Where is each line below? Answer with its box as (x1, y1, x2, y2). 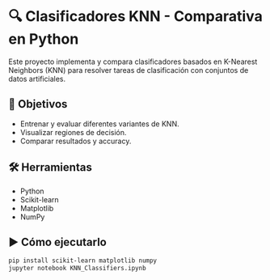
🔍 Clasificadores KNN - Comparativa (8, 7, 263, 26)
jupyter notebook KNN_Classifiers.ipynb (8, 265, 147, 273)
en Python (8, 30, 79, 49)
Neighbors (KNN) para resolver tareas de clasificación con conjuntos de (8, 65, 249, 74)
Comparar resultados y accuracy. (19, 136, 132, 146)
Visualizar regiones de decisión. (19, 127, 127, 137)
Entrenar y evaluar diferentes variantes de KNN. (19, 119, 179, 129)
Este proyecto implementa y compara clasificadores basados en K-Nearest (8, 57, 258, 66)
